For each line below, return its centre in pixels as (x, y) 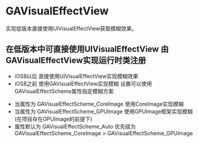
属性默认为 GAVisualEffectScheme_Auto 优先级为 (75, 126)
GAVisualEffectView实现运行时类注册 (76, 60)
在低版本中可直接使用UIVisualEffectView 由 (87, 49)
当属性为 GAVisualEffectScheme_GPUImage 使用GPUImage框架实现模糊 (103, 111)
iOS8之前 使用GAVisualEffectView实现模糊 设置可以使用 (83, 84)
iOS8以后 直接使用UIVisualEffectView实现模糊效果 (76, 76)
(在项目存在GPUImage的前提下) (53, 119)
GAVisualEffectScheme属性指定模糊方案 (64, 91)
